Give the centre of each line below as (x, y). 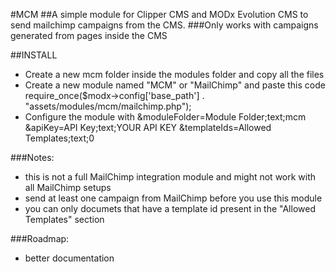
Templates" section (64, 219)
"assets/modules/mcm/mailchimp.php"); (108, 106)
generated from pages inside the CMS (89, 35)
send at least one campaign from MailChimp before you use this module (173, 198)
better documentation (69, 258)
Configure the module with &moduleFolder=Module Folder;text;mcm (165, 117)
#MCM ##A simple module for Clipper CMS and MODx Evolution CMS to (159, 14)
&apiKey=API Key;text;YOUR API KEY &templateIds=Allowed (148, 127)
